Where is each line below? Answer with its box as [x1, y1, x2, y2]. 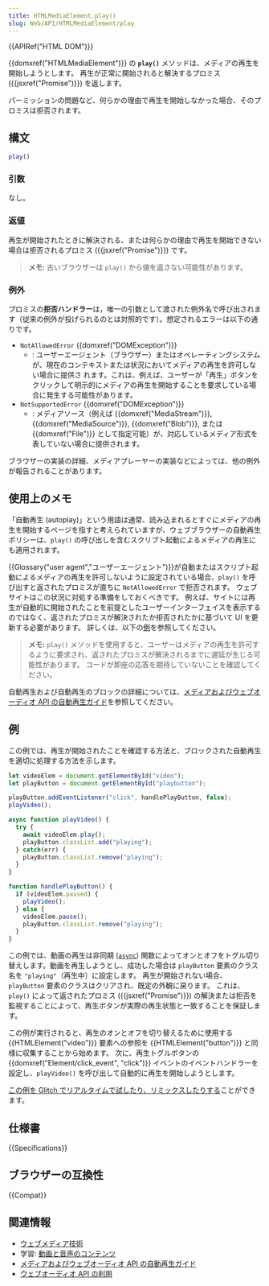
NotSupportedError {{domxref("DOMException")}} [19, 399, 185, 409]
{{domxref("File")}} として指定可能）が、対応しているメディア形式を [31, 429, 259, 439]
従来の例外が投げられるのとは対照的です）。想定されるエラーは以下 [22, 315, 244, 324]
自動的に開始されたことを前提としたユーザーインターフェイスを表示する [22, 602, 261, 612]
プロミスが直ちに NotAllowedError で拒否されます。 [63, 582, 234, 591]
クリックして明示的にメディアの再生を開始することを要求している [31, 380, 250, 390]
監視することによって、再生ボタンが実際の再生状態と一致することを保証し [8, 1001, 255, 1011]
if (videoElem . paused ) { [15, 890, 99, 898]
